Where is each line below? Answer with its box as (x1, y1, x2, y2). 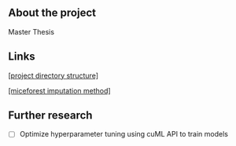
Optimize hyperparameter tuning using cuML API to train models (19, 130, 228, 139)
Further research (8, 109, 93, 122)
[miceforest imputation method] (8, 86, 112, 95)
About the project (8, 6, 97, 20)
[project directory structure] (8, 71, 98, 80)
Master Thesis (8, 27, 55, 36)
